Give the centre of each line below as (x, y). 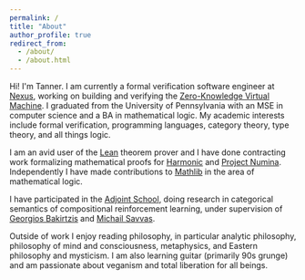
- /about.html (44, 60)
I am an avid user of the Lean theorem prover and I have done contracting (148, 152)
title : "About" (38, 26)
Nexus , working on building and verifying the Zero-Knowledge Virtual (140, 96)
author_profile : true (51, 35)
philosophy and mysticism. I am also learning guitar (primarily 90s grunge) (149, 255)
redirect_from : (38, 43)
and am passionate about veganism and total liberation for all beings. (139, 265)
